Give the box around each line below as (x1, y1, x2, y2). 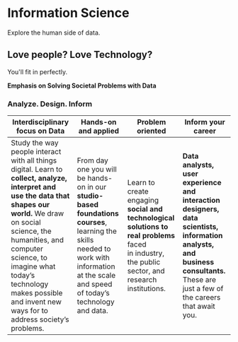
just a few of (182, 284, 224, 294)
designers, (182, 204, 220, 214)
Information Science (7, 5, 130, 21)
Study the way (11, 138, 59, 148)
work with (76, 253, 110, 263)
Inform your (184, 117, 225, 127)
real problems (127, 231, 176, 241)
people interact (11, 147, 62, 157)
